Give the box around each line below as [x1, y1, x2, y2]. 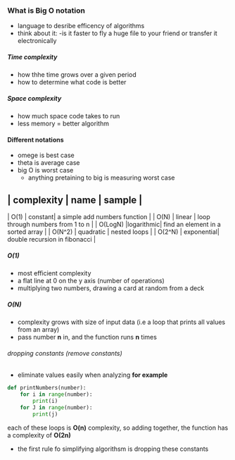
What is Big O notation [7, 6, 86, 15]
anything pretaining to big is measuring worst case [27, 173, 175, 182]
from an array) [17, 325, 60, 334]
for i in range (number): [20, 391, 93, 398]
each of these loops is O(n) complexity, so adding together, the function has [7, 423, 229, 432]
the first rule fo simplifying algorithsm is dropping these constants [17, 445, 209, 453]
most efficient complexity [17, 269, 91, 278]
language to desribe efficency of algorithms [17, 22, 145, 30]
